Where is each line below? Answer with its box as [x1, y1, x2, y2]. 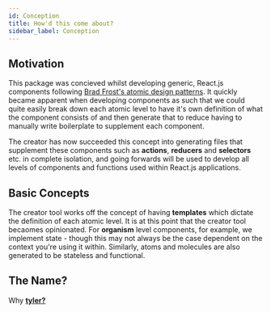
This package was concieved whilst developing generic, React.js [8, 78, 224, 88]
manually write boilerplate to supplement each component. [8, 121, 205, 131]
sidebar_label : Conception [8, 27, 100, 35]
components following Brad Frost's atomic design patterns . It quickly [8, 87, 238, 97]
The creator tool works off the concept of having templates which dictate [8, 208, 254, 217]
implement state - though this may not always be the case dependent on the [8, 234, 263, 243]
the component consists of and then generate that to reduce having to [8, 112, 243, 122]
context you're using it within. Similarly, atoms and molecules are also [8, 242, 240, 252]
